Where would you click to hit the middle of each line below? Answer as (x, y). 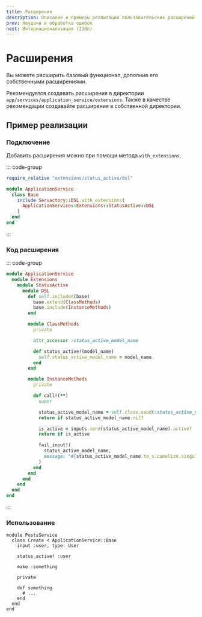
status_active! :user (44, 556)
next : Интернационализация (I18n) (50, 29)
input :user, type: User (48, 546)
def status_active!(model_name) (73, 351)
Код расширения (32, 250)
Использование (31, 522)
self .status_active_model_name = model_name (95, 357)
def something (35, 588)
